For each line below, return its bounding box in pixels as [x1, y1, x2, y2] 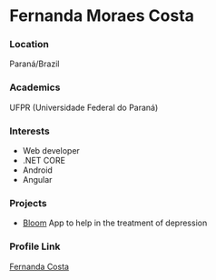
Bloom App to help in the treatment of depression [22, 217, 208, 228]
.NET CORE [22, 155, 66, 166]
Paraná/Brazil [9, 58, 60, 69]
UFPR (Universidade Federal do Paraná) [9, 102, 159, 113]
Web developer [22, 145, 80, 156]
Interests [9, 125, 50, 137]
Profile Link [9, 240, 61, 253]
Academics [9, 81, 61, 94]
